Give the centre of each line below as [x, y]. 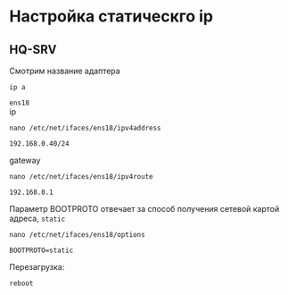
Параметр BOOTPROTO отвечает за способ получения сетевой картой [144, 209]
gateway [25, 160]
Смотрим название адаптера [65, 71]
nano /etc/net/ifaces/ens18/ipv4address [86, 128]
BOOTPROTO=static [41, 250]
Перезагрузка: [37, 267]
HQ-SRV [33, 50]
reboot [21, 283]
